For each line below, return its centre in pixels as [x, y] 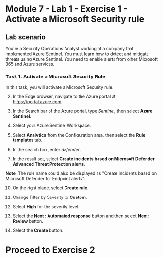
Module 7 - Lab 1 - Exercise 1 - [66, 9]
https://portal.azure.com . [37, 102]
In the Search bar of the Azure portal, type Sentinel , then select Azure [82, 111]
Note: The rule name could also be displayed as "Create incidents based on [81, 173]
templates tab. [27, 140]
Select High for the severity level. [46, 207]
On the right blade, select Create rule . [50, 188]
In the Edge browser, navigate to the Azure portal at [64, 97]
